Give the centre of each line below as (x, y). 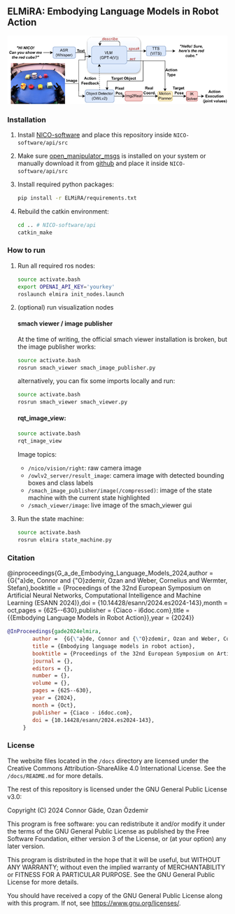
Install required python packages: (65, 184)
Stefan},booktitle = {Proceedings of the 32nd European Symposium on (109, 588)
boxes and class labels (60, 483)
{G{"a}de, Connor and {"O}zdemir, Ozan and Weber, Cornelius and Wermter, (117, 581)
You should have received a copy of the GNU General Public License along (115, 895)
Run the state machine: (50, 519)
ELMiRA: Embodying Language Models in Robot (113, 12)
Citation (21, 558)
